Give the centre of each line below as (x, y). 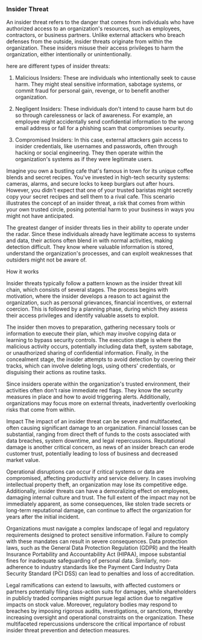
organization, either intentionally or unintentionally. (69, 54)
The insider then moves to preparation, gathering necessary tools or (91, 327)
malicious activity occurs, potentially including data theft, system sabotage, (100, 346)
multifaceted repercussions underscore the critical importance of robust (96, 624)
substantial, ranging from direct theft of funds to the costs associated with (99, 434)
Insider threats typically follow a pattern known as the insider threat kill (94, 283)
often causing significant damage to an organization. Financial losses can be (101, 428)
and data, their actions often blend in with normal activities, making (90, 240)
